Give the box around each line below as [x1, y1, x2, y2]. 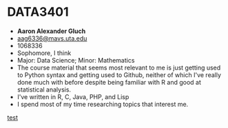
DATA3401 [7, 4, 69, 20]
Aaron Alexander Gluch [17, 27, 86, 35]
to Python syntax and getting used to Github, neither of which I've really [17, 70, 222, 79]
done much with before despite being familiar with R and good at [17, 78, 202, 86]
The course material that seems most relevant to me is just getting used [17, 63, 221, 72]
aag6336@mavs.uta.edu [17, 34, 87, 42]
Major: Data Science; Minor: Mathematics [17, 56, 135, 64]
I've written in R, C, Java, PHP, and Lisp [17, 92, 129, 100]
